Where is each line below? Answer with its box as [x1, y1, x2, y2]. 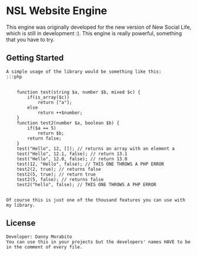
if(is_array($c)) [27, 94, 69, 100]
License [6, 218, 36, 228]
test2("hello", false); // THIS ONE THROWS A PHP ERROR [16, 181, 157, 187]
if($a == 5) [27, 125, 57, 131]
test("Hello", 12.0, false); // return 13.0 [16, 156, 128, 162]
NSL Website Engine [6, 4, 108, 18]
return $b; [37, 130, 65, 136]
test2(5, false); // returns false [16, 176, 104, 183]
